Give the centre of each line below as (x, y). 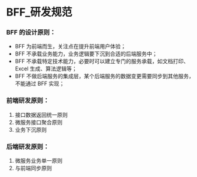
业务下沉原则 (31, 129)
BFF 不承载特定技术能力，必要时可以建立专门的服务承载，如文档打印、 (102, 61)
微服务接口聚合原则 (39, 122)
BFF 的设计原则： (31, 32)
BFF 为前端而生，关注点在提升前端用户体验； (70, 46)
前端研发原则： (28, 101)
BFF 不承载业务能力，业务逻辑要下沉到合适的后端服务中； (86, 54)
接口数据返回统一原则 (41, 114)
